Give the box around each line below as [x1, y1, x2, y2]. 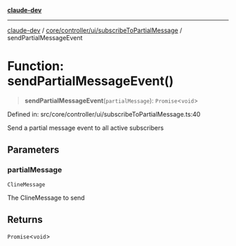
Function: [7, 58, 65, 75]
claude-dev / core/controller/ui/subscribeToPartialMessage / [7, 26, 183, 34]
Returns [7, 214, 44, 226]
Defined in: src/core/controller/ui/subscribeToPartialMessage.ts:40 [7, 110, 201, 118]
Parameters [7, 144, 60, 156]
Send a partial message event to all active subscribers [7, 123, 164, 132]
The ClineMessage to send [7, 193, 86, 202]
